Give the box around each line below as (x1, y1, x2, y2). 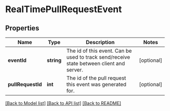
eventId (8, 57, 27, 64)
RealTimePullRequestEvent (5, 4, 122, 15)
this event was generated (66, 81, 126, 88)
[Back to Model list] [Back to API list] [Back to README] (5, 100, 121, 106)
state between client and (66, 60, 125, 67)
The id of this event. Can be (66, 47, 132, 54)
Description (86, 39, 115, 46)
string (47, 57, 62, 64)
